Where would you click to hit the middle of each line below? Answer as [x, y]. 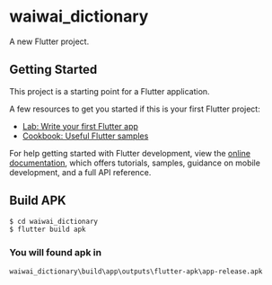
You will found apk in [55, 253]
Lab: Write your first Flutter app [80, 126]
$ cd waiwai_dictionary [54, 221]
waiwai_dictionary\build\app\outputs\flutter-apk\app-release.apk [136, 272]
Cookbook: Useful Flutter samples [85, 136]
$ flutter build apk [48, 230]
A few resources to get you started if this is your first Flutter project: [135, 109]
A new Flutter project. [49, 41]
